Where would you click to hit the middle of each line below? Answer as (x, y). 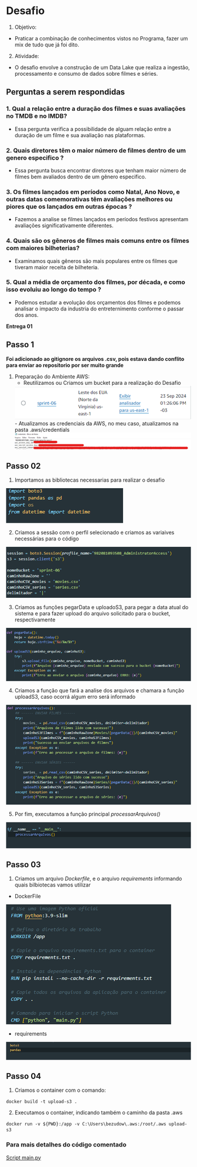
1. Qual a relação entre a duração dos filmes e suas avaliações (96, 109)
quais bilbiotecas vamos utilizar (52, 885)
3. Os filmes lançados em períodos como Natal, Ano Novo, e (93, 192)
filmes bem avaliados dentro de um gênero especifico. (80, 177)
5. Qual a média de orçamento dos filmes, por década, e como (96, 282)
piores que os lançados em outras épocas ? (69, 207)
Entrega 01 (19, 326)
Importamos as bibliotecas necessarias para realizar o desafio (90, 480)
